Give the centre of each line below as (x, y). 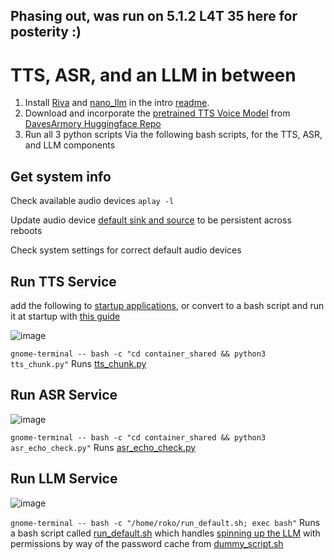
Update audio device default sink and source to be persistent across (151, 220)
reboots (26, 231)
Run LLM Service (64, 479)
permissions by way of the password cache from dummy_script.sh (147, 543)
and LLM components (70, 145)
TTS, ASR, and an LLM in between (153, 75)
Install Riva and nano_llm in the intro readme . (117, 103)
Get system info (61, 176)
